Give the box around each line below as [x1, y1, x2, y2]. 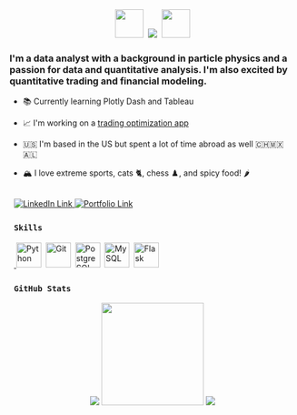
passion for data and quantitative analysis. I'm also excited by [9, 63, 288, 76]
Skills [13, 223, 43, 233]
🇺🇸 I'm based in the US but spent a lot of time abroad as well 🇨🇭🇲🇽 [22, 138, 284, 149]
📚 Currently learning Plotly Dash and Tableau [22, 96, 194, 107]
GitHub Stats [13, 283, 72, 294]
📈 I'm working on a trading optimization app [22, 117, 189, 128]
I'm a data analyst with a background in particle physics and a [9, 52, 288, 65]
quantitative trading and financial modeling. [9, 75, 207, 87]
